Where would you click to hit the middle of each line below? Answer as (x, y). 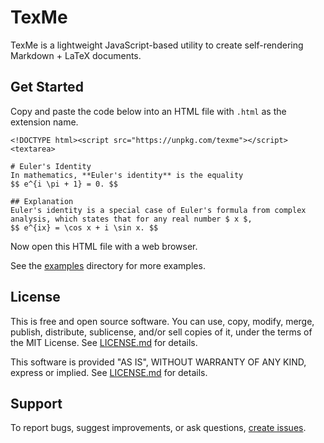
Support (36, 403)
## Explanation (42, 201)
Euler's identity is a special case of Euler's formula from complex (158, 210)
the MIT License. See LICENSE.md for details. (104, 342)
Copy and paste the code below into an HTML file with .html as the (148, 111)
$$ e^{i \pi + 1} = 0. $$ (64, 184)
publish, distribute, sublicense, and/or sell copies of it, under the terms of (161, 332)
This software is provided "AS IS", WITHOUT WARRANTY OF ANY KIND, (158, 362)
